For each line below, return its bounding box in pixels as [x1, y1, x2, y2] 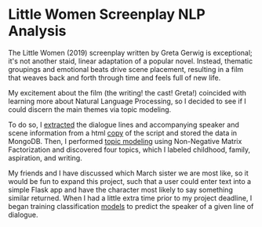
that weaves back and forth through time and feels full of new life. [8, 73, 221, 82]
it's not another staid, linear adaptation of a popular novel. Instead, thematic [8, 56, 253, 66]
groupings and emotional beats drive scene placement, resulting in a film [8, 64, 244, 74]
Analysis [8, 22, 67, 40]
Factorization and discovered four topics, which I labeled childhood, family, [8, 145, 251, 154]
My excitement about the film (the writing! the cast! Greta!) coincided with [8, 88, 247, 97]
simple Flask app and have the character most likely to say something [8, 185, 233, 194]
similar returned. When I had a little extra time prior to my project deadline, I [8, 193, 253, 203]
